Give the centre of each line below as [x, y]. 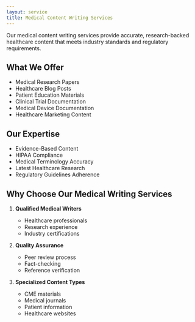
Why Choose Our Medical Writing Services [89, 194]
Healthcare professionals [56, 220]
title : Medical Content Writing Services [60, 18]
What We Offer [35, 67]
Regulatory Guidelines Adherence [57, 174]
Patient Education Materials [49, 95]
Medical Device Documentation [55, 108]
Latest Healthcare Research [50, 168]
